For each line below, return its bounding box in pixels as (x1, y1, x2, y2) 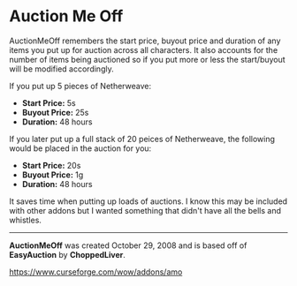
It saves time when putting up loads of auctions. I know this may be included (9, 196, 288, 207)
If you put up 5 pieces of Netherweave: (9, 80, 152, 91)
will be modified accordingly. (9, 64, 114, 74)
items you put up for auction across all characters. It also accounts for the (9, 44, 278, 55)
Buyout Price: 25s (21, 107, 89, 117)
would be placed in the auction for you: (9, 143, 152, 154)
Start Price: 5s (21, 97, 77, 108)
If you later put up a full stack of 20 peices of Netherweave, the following (9, 133, 276, 144)
